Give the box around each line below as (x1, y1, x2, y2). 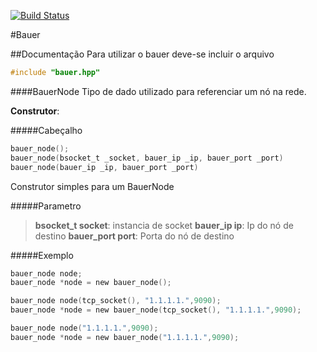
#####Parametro (10, 200, 82, 212)
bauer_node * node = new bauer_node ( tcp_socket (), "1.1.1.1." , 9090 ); (10, 305, 302, 315)
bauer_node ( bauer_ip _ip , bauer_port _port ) (10, 162, 199, 172)
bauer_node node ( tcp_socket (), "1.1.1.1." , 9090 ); (10, 296, 222, 306)
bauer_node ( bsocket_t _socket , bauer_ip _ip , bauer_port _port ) (10, 153, 284, 163)
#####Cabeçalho (10, 124, 83, 136)
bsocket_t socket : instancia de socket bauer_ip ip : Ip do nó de (34, 219, 294, 231)
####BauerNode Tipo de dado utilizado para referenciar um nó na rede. (10, 85, 307, 97)
